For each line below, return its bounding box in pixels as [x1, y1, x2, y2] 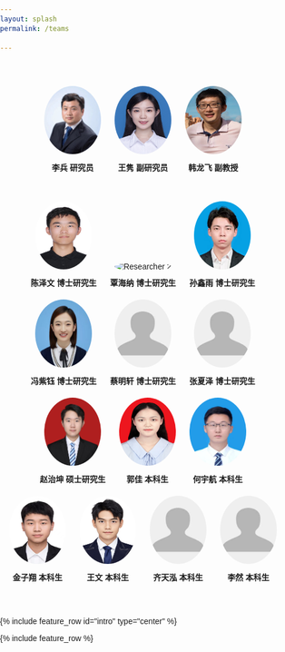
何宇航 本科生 [192, 474, 243, 484]
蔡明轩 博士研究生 [110, 376, 176, 386]
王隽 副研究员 [118, 163, 168, 173]
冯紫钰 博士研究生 [30, 376, 97, 386]
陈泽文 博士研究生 [30, 278, 97, 288]
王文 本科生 [86, 572, 129, 582]
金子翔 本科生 [12, 572, 64, 582]
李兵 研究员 [51, 163, 94, 173]
